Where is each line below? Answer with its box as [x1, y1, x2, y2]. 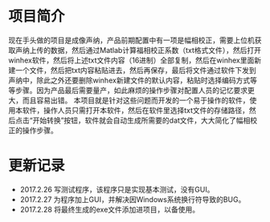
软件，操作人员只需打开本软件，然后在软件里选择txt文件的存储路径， [22, 105, 250, 115]
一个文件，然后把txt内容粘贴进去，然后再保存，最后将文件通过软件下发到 [14, 65, 257, 75]
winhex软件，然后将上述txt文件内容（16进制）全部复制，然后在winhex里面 [8, 55, 255, 65]
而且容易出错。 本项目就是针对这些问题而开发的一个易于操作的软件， [22, 95, 250, 105]
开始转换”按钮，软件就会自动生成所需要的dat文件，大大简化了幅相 [32, 115, 251, 125]
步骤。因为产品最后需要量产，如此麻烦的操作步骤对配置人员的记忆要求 [14, 85, 247, 95]
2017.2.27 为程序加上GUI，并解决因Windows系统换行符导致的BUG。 [19, 194, 246, 204]
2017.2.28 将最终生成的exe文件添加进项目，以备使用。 [19, 204, 200, 214]
